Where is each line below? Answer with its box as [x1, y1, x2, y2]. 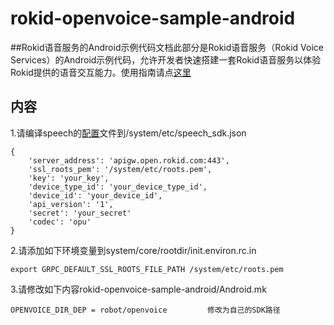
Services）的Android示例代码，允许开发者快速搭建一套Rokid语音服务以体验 [10, 53, 322, 66]
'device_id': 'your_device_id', [28, 190, 163, 201]
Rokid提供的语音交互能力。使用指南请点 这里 [10, 66, 192, 78]
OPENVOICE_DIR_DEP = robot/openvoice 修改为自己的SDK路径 [10, 305, 281, 315]
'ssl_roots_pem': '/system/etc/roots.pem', [28, 164, 213, 174]
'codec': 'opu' [28, 217, 92, 227]
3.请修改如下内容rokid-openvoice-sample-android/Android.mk [10, 283, 267, 295]
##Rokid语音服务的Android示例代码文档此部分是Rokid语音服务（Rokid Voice [10, 41, 324, 53]
